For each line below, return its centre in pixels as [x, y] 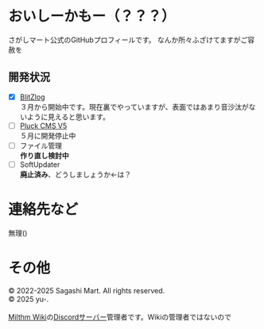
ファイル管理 [41, 145]
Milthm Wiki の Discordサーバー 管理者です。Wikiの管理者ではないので [120, 317]
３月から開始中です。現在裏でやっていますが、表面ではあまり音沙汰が [134, 106]
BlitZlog [32, 97]
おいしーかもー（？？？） [92, 16]
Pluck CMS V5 [43, 126]
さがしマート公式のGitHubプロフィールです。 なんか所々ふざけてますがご [128, 40]
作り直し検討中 [44, 155]
